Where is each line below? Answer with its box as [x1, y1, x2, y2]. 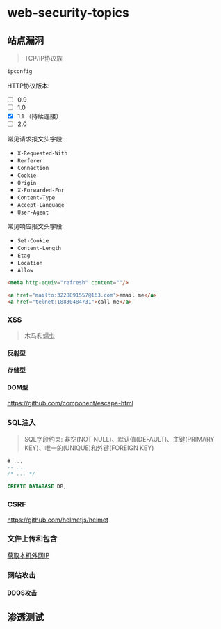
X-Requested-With [17, 150, 68, 157]
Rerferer [17, 157, 43, 164]
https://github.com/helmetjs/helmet [7, 515, 109, 524]
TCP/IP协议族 [24, 54, 63, 62]
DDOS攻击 [7, 589, 38, 597]
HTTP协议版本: [7, 81, 50, 90]
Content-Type [17, 194, 56, 201]
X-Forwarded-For [17, 187, 65, 194]
